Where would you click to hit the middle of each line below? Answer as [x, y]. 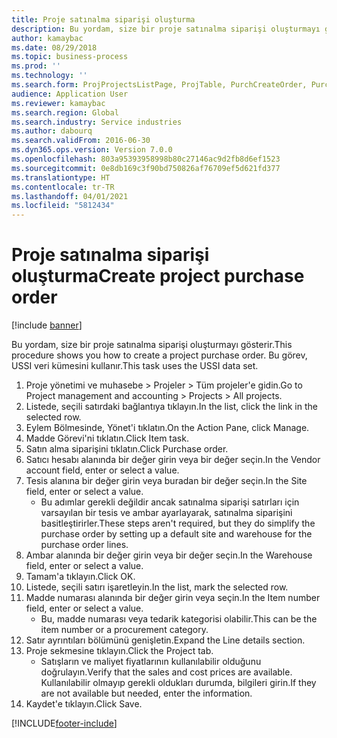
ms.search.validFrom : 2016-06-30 [81, 141]
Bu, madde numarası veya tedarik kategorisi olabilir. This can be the [179, 619]
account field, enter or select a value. [102, 470]
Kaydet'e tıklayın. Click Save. [84, 704]
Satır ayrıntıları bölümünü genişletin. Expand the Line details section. [165, 640]
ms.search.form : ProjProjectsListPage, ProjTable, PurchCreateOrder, [159, 85]
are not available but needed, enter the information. [146, 693]
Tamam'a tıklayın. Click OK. [80, 577]
